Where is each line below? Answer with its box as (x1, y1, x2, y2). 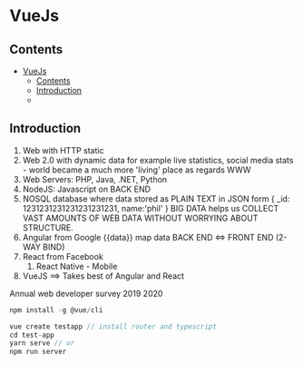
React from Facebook (22, 251, 104, 261)
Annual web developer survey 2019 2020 (9, 288, 163, 299)
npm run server (9, 347, 67, 357)
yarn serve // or (9, 339, 75, 348)
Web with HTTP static (22, 144, 104, 155)
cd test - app (9, 330, 54, 340)
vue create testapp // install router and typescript (9, 321, 218, 331)
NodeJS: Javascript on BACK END (22, 183, 151, 194)
